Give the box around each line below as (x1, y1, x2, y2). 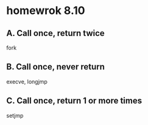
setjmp (6, 112, 24, 119)
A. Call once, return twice (6, 28, 105, 38)
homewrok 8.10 (6, 4, 85, 18)
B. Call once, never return (6, 62, 105, 72)
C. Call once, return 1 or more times (6, 96, 142, 106)
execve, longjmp (6, 77, 48, 85)
